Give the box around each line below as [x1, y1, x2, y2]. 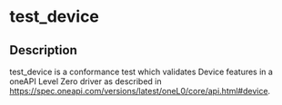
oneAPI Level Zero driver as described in [9, 76, 162, 87]
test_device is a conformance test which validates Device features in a [9, 66, 273, 77]
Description [9, 43, 77, 58]
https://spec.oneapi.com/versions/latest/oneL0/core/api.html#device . [9, 86, 271, 96]
